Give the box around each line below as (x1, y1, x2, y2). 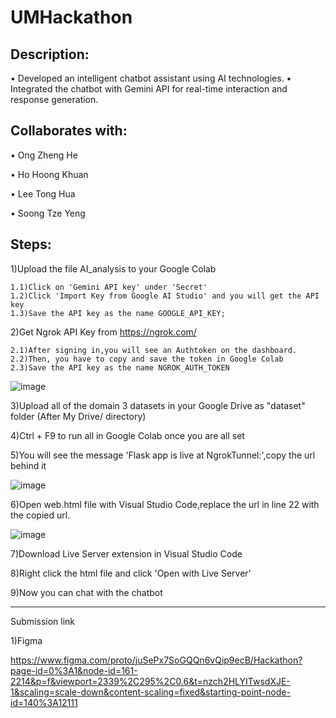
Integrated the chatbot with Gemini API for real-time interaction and (10, 83, 288, 95)
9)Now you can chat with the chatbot (10, 586, 163, 598)
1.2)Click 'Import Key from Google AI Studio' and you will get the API (10, 291, 320, 301)
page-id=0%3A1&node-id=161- (10, 664, 138, 676)
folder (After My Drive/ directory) (10, 410, 147, 422)
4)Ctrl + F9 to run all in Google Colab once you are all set (10, 429, 245, 441)
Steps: (10, 236, 52, 253)
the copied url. (10, 509, 71, 521)
